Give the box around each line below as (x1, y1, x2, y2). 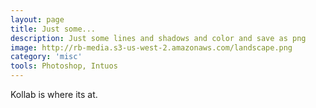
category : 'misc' (10, 52, 83, 62)
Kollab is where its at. (10, 89, 98, 100)
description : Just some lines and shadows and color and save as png (10, 33, 307, 43)
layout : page (10, 14, 65, 25)
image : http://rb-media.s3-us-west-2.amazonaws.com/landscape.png (10, 42, 293, 53)
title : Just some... (10, 24, 97, 34)
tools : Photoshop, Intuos (10, 61, 118, 71)
